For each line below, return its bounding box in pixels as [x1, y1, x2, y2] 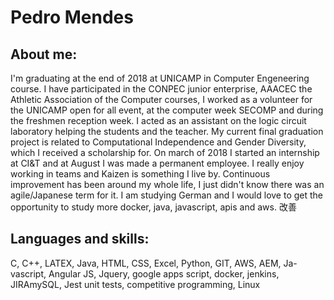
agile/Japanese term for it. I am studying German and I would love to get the [10, 189, 324, 201]
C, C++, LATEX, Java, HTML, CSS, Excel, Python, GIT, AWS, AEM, [10, 257, 282, 269]
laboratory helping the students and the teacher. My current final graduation [10, 126, 324, 137]
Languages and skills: [10, 231, 150, 248]
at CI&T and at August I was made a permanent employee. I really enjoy [10, 157, 305, 169]
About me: [10, 46, 78, 63]
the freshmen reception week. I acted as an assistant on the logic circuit [10, 115, 307, 126]
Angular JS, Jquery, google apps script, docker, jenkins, [48, 267, 280, 280]
